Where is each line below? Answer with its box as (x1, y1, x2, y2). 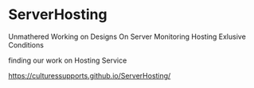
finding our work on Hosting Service (8, 55, 127, 65)
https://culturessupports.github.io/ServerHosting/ (8, 71, 171, 80)
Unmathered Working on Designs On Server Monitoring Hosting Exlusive (8, 32, 247, 41)
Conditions (8, 40, 44, 49)
